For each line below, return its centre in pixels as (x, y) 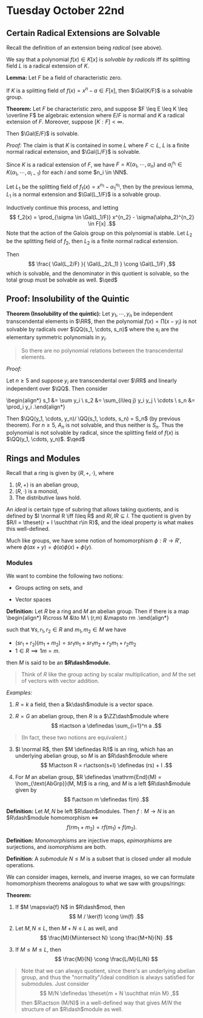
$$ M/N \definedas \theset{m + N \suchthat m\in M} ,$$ (109, 993)
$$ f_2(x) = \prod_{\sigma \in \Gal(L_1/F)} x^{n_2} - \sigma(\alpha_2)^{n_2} (102, 217)
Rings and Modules (43, 458)
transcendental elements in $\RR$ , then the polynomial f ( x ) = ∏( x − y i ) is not (101, 322)
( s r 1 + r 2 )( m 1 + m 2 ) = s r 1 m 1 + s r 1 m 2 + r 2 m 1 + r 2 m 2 (75, 644)
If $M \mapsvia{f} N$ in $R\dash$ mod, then (70, 907)
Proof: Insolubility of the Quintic (68, 299)
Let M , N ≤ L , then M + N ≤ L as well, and (66, 928)
